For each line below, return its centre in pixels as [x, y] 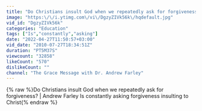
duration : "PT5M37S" [32, 51]
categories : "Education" [37, 28]
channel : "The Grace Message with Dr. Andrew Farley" [75, 73]
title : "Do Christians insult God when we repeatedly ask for [86, 12]
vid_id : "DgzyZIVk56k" [35, 23]
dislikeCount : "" [28, 67]
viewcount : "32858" [31, 56]
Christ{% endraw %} [32, 103]
